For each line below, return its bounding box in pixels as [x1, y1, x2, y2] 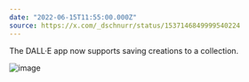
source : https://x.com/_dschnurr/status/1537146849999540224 [9, 21, 241, 30]
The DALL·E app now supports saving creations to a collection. [9, 45, 239, 56]
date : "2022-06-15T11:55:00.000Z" [9, 12, 138, 22]
